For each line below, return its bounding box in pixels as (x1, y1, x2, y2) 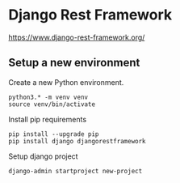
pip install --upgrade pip (8, 130, 99, 138)
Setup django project (8, 151, 78, 161)
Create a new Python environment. (8, 77, 124, 87)
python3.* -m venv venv (8, 93, 89, 101)
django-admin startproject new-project (8, 167, 143, 175)
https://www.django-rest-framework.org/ (8, 32, 145, 42)
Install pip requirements (8, 114, 87, 124)
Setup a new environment (8, 56, 140, 70)
